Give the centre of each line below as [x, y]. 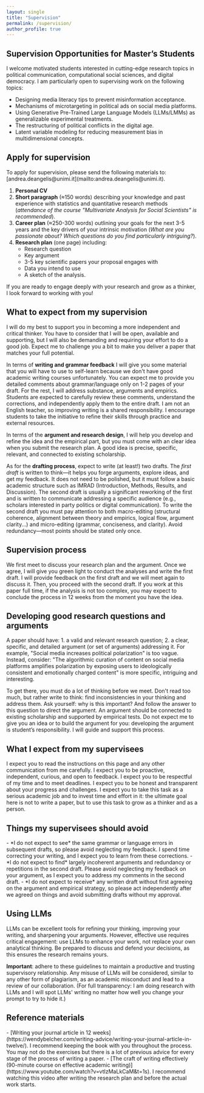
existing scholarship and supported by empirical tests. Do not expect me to [100, 717]
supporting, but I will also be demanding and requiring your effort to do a [97, 340]
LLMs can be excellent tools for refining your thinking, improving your [93, 928]
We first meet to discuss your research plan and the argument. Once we [96, 564]
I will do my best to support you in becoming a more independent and [93, 327]
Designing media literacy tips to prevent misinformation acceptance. [100, 100]
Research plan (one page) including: [61, 242]
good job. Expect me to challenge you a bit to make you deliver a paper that [101, 346]
